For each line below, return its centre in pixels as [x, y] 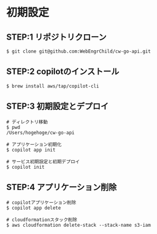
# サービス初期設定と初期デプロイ [43, 162]
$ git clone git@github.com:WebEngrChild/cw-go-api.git [78, 51]
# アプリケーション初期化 [34, 144]
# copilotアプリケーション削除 [41, 203]
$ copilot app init [31, 150]
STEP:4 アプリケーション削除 [61, 187]
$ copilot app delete [34, 208]
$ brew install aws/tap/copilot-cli [53, 86]
